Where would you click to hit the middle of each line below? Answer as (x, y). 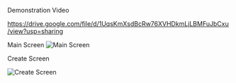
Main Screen (26, 45)
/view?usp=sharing (35, 31)
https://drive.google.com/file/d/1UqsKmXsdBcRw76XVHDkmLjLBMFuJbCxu (118, 24)
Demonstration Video (38, 10)
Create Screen (28, 58)
